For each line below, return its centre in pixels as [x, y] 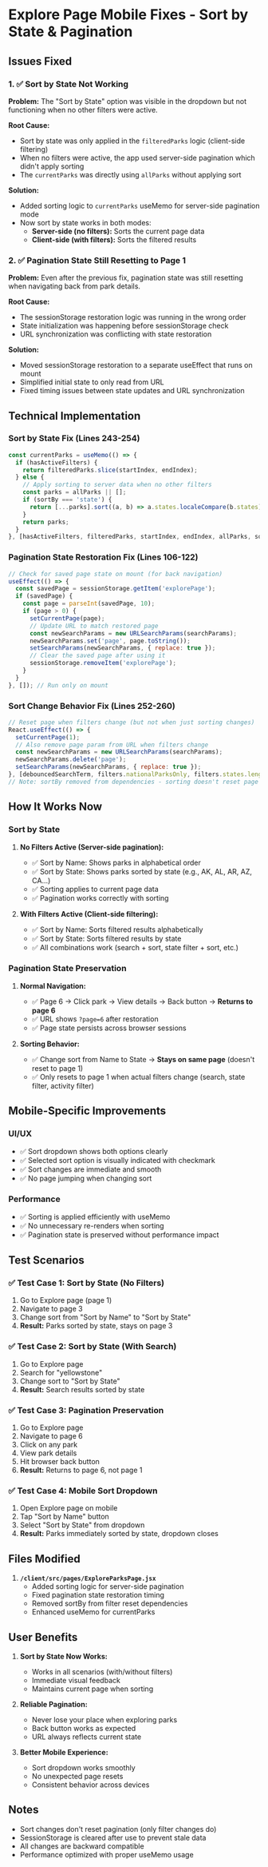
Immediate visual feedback [76, 1680]
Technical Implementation [75, 416]
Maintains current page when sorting [93, 1689]
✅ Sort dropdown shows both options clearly [94, 1151]
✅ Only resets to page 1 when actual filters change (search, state [138, 1077]
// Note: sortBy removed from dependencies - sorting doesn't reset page [134, 782]
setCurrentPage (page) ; [67, 618]
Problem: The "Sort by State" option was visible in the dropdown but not [128, 101]
